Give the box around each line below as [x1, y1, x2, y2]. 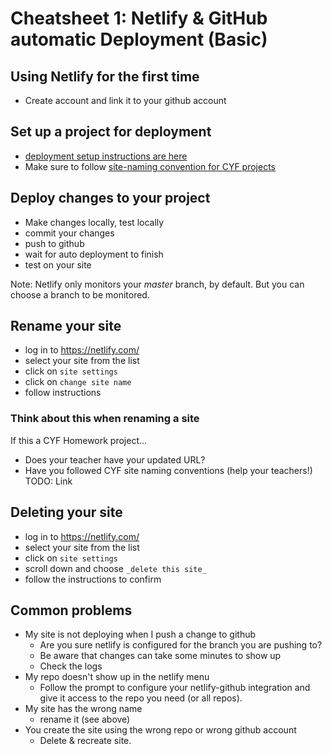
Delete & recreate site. [39, 735, 132, 747]
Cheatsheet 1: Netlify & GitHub [10, 7, 268, 30]
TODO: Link [24, 475, 73, 487]
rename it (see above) [39, 713, 131, 726]
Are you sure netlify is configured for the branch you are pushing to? [39, 639, 323, 651]
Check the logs [39, 660, 103, 672]
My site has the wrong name [24, 703, 143, 715]
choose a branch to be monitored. [10, 288, 150, 301]
